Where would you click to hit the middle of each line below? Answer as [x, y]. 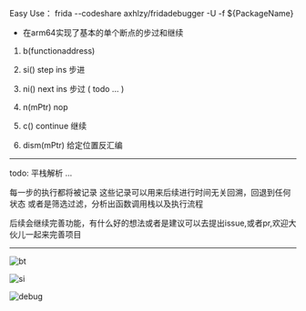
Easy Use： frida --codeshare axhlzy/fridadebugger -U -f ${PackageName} [152, 13]
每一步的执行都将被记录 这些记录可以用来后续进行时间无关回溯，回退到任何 [150, 192]
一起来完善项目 [53, 234]
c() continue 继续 [55, 126]
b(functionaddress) [59, 51]
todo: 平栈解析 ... [41, 173]
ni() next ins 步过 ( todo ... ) [73, 89]
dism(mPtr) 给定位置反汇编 [72, 145]
